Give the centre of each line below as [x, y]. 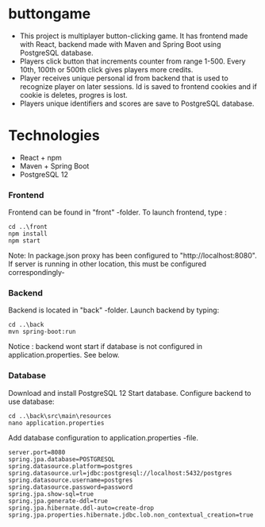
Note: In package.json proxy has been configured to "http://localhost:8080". [132, 256]
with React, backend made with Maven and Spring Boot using [120, 44]
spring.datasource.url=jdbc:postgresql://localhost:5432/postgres [120, 473]
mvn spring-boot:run [42, 332]
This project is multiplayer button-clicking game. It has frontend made [134, 36]
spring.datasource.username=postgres [71, 480]
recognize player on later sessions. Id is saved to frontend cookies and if [138, 86]
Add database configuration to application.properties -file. [104, 437]
